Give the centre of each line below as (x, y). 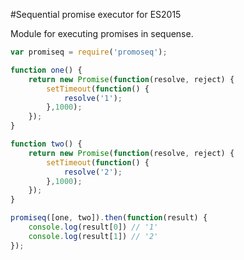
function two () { (46, 144)
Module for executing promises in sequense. (102, 33)
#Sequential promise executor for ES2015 (96, 14)
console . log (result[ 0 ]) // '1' (93, 227)
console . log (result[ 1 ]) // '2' (93, 236)
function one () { (46, 70)
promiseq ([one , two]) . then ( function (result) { (109, 218)
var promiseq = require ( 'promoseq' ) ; (89, 52)
